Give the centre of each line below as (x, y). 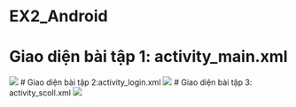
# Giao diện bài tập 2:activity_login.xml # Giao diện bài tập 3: (136, 82)
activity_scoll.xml (40, 93)
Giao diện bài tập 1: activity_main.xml (148, 57)
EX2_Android (58, 16)
